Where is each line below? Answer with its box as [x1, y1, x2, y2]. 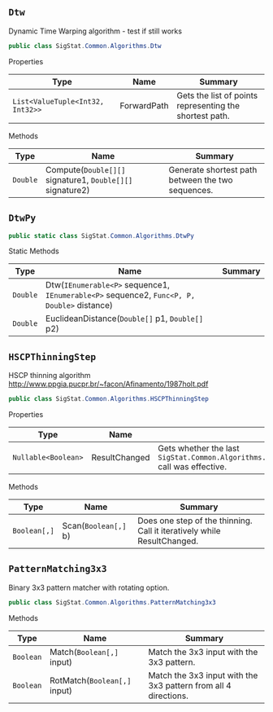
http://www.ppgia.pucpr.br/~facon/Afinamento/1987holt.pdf [8, 379, 209, 389]
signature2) [45, 184, 91, 196]
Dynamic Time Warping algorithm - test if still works [8, 26, 183, 36]
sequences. [168, 184, 214, 196]
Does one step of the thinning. [137, 515, 253, 526]
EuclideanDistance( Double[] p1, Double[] [45, 313, 204, 324]
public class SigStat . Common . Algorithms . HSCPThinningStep [8, 395, 209, 403]
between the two [168, 174, 233, 186]
